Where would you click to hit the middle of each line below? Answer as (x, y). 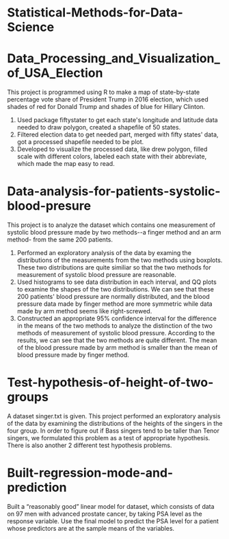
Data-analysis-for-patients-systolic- (114, 192)
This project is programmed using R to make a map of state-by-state (104, 92)
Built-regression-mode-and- (90, 473)
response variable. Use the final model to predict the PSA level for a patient (113, 521)
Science (31, 27)
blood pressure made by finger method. (73, 355)
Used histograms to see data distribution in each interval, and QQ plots (117, 282)
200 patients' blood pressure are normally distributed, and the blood (113, 297)
